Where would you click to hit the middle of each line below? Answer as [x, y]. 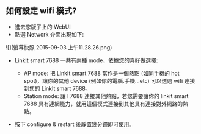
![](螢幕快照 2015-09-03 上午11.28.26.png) [59, 47]
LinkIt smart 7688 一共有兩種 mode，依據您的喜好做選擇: [86, 60]
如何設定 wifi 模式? [41, 11]
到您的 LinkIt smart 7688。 [57, 88]
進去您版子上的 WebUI [42, 27]
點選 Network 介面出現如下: [49, 34]
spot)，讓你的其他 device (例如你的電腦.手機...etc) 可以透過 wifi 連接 [109, 80]
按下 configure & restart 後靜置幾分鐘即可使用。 [75, 124]
